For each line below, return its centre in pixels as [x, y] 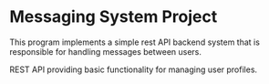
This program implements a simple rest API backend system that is [134, 42]
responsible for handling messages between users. [106, 51]
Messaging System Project [114, 17]
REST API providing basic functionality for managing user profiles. [134, 69]
